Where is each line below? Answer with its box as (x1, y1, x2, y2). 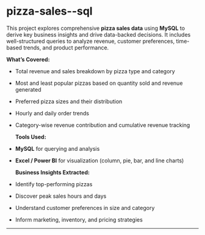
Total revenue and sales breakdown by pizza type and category (15, 67, 175, 74)
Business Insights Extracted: (15, 168, 90, 176)
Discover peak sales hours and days (15, 192, 107, 200)
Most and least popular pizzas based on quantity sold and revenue (15, 79, 183, 87)
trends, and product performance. (23, 44, 109, 51)
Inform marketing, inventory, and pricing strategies (15, 215, 143, 223)
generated (15, 85, 41, 93)
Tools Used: (15, 133, 47, 140)
